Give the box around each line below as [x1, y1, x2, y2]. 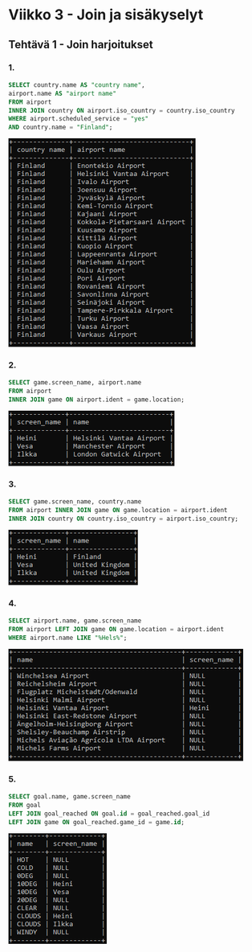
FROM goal [8, 802, 42, 810]
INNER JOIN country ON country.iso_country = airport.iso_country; [8, 515, 239, 523]
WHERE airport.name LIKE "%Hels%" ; [8, 634, 128, 642]
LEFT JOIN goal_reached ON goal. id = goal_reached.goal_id [8, 810, 210, 818]
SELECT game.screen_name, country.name [8, 498, 142, 506]
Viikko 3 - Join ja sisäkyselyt [8, 6, 204, 24]
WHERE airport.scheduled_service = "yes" [8, 115, 149, 123]
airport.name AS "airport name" [8, 89, 116, 97]
